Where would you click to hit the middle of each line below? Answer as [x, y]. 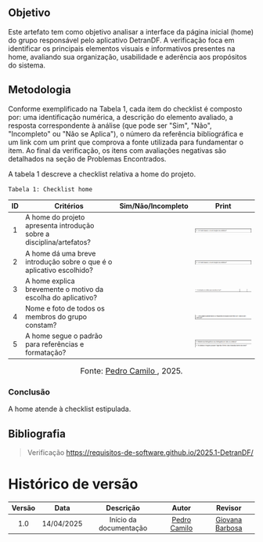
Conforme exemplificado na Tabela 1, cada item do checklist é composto [125, 108]
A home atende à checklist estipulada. [70, 409]
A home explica [50, 281]
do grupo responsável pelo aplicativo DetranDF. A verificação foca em [121, 40]
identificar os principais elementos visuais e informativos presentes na [122, 48]
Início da [123, 519]
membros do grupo [56, 317]
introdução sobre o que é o [69, 261]
